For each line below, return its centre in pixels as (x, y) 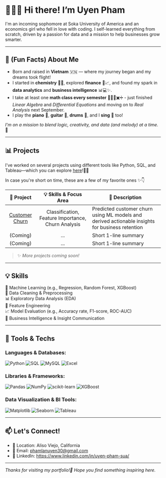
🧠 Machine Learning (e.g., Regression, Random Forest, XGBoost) (71, 288)
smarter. (14, 40)
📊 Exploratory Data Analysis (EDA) (41, 299)
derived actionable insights (124, 221)
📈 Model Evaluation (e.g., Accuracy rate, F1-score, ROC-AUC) (68, 311)
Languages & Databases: (36, 353)
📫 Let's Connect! (33, 431)
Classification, (63, 212)
